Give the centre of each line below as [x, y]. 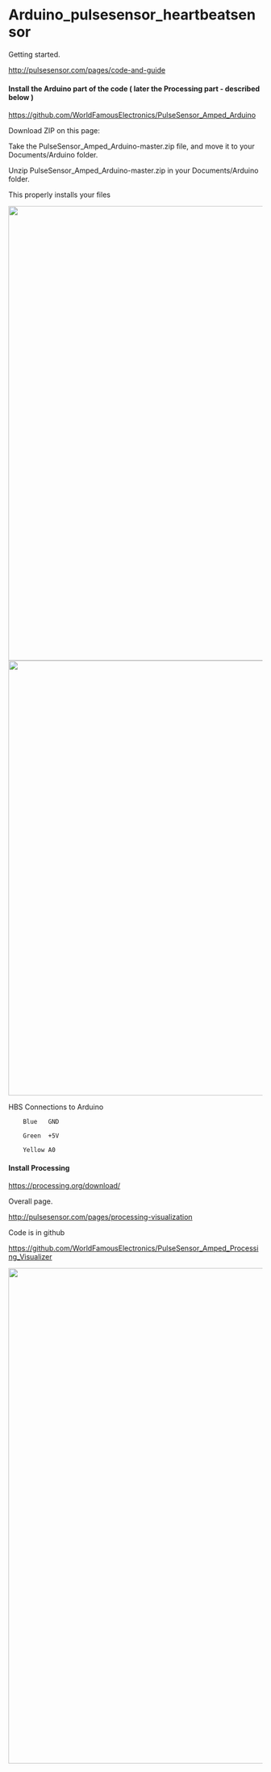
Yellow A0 [40, 1150]
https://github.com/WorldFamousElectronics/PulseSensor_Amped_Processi [133, 1248]
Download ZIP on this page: [54, 131]
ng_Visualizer [30, 1257]
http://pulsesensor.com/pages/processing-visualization [100, 1217]
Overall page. [31, 1201]
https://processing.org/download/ [65, 1186]
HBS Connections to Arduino [56, 1107]
